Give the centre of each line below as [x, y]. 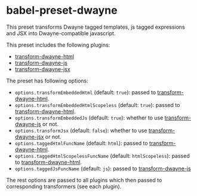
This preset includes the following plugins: [58, 45]
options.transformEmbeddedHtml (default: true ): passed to [85, 92]
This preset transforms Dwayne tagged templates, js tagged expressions [96, 27]
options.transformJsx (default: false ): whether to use [81, 130]
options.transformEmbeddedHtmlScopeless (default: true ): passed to [97, 105]
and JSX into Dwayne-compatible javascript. [61, 33]
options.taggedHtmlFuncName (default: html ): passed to [81, 143]
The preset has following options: [47, 81]
